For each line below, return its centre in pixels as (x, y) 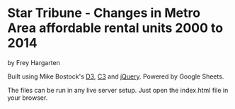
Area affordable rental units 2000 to (115, 28)
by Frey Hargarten (34, 62)
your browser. (28, 98)
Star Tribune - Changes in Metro (104, 13)
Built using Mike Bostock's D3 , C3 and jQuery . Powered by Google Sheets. (116, 76)
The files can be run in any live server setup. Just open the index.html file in (118, 90)
